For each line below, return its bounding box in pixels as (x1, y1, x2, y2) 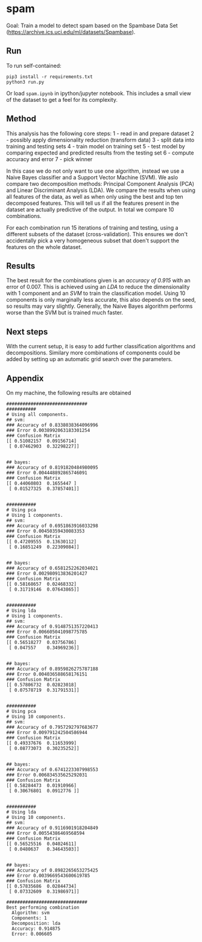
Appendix (6, 373, 44, 383)
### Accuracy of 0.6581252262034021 (6, 565, 98, 571)
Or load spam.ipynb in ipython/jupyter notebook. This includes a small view (6, 90, 191, 97)
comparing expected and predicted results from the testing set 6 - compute (6, 149, 194, 156)
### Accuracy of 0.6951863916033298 (6, 523, 98, 529)
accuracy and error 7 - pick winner (6, 155, 93, 162)
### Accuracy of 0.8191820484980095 (6, 465, 98, 471)
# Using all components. (6, 411, 69, 417)
